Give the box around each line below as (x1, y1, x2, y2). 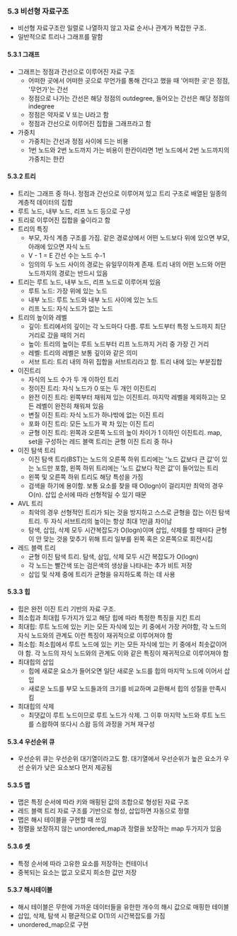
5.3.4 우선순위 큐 (7, 737, 55, 745)
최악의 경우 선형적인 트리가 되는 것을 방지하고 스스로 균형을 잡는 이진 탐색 (28, 508, 231, 517)
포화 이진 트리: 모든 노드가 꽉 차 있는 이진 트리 (28, 419, 154, 428)
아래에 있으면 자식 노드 (28, 242, 91, 251)
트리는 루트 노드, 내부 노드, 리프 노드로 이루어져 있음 (17, 278, 161, 286)
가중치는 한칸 (28, 154, 65, 163)
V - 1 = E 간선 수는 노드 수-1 (28, 251, 105, 259)
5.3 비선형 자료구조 (7, 6, 69, 16)
